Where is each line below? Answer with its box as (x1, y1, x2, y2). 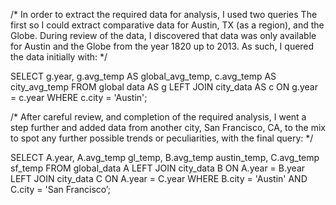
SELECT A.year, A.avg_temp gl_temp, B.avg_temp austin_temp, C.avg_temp (10, 152, 320, 163)
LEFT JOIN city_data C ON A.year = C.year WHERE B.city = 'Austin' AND (10, 173, 308, 184)
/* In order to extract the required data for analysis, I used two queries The (10, 9, 318, 20)
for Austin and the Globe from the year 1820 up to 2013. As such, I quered (10, 40, 315, 52)
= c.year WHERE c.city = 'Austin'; (10, 92, 148, 103)
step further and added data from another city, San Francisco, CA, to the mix (10, 122, 326, 133)
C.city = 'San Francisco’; (10, 184, 111, 195)
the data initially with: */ (10, 51, 108, 63)
